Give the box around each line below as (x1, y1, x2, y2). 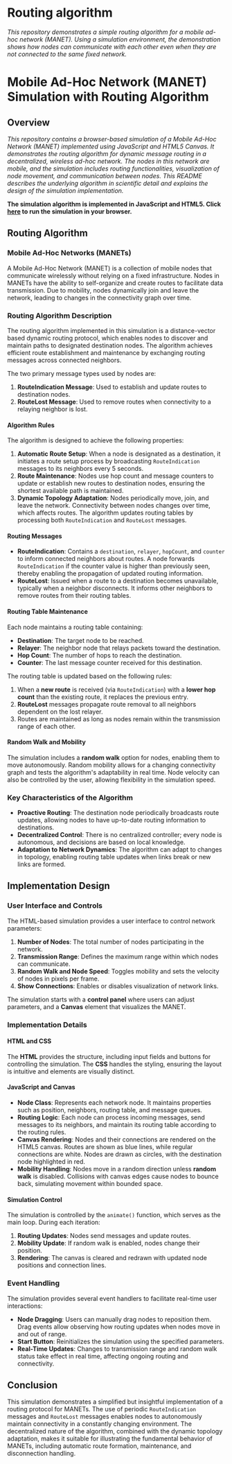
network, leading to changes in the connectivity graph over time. (7, 293, 192, 302)
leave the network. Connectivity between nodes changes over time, (17, 501, 211, 510)
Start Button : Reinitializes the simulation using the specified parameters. (17, 1337, 224, 1345)
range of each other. (17, 722, 76, 730)
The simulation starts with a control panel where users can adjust (7, 995, 195, 1004)
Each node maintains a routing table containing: (7, 623, 143, 631)
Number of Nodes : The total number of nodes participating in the (17, 938, 204, 946)
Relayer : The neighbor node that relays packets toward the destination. (17, 644, 221, 652)
